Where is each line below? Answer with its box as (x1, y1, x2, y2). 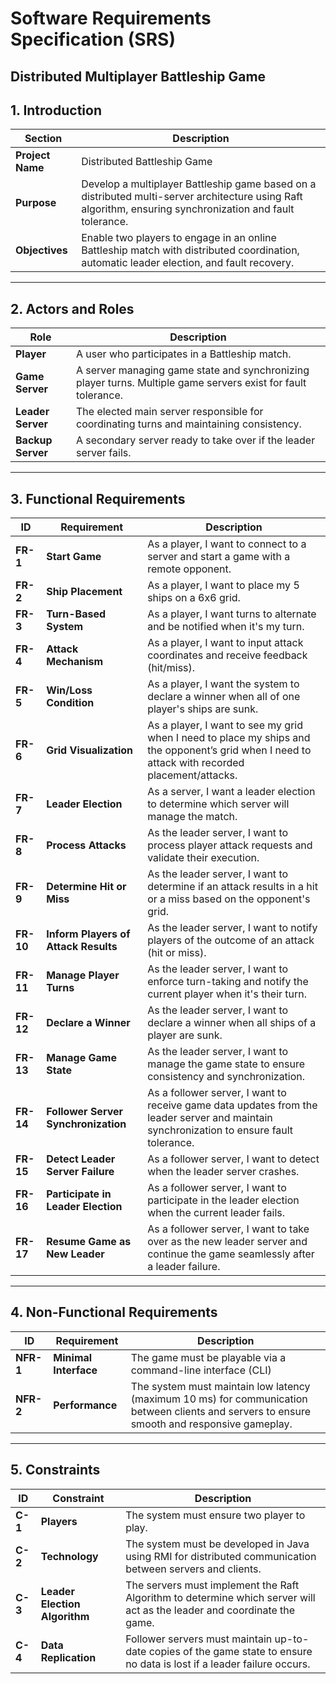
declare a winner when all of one (147, 690, 301, 704)
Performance (53, 1398, 118, 1412)
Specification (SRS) (10, 28, 176, 51)
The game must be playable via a (130, 1350, 287, 1364)
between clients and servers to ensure (130, 1404, 312, 1418)
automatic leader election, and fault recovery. (81, 256, 295, 270)
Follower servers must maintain (125, 1632, 273, 1646)
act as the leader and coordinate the (125, 1603, 296, 1617)
